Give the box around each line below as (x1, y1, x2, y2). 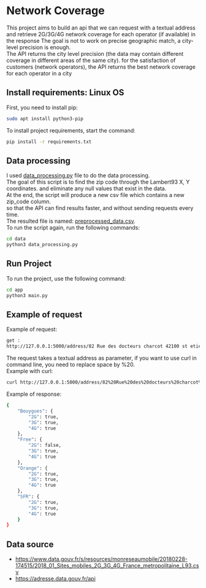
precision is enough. (19, 44, 71, 51)
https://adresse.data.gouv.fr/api (15, 575, 96, 582)
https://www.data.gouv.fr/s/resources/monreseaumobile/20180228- (15, 555, 188, 563)
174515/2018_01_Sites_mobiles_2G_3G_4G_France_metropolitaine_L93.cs (15, 562, 199, 570)
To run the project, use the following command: (6, 274, 126, 282)
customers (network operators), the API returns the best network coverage (6, 63, 196, 71)
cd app (6, 287, 23, 293)
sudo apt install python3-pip (6, 115, 84, 122)
